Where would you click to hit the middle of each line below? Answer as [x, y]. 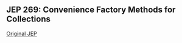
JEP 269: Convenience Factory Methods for [91, 10]
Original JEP [22, 33]
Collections [28, 19]
